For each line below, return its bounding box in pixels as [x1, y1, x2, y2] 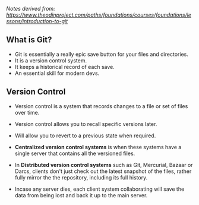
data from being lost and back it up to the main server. [14, 191, 148, 198]
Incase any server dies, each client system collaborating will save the [14, 185, 185, 193]
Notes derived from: [6, 5, 55, 12]
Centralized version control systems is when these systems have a [14, 143, 182, 150]
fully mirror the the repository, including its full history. [14, 174, 148, 181]
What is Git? [6, 35, 52, 45]
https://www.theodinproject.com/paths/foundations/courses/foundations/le [6, 11, 192, 18]
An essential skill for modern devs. [14, 70, 100, 77]
